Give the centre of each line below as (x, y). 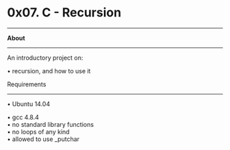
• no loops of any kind (38, 132)
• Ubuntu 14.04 (28, 103)
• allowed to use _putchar (43, 139)
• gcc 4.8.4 (23, 117)
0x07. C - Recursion (64, 13)
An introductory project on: (45, 58)
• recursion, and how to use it (49, 71)
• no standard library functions (51, 124)
